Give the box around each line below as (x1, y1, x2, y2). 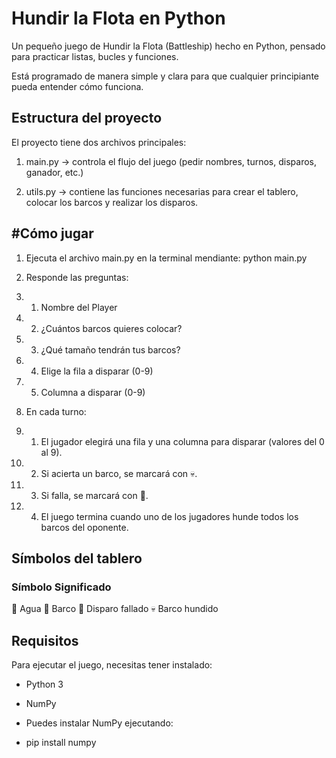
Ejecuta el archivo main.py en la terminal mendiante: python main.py (25, 252, 308, 264)
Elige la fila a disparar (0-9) (40, 365, 154, 377)
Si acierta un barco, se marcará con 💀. (40, 467, 198, 479)
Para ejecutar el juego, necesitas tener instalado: (11, 659, 213, 671)
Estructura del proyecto (11, 110, 163, 127)
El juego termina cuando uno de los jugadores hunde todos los (40, 510, 299, 522)
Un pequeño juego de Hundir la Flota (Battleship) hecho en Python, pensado (11, 40, 326, 52)
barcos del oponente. (40, 521, 129, 533)
